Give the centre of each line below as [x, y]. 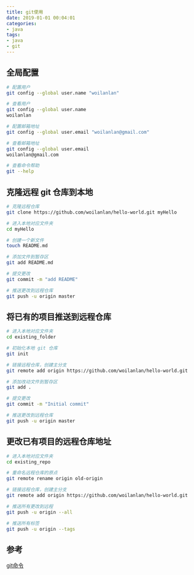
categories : [21, 23]
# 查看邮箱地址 [23, 143]
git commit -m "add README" [42, 279]
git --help [20, 172]
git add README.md [30, 263]
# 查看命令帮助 [23, 166]
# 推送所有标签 [23, 523]
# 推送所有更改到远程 [30, 506]
